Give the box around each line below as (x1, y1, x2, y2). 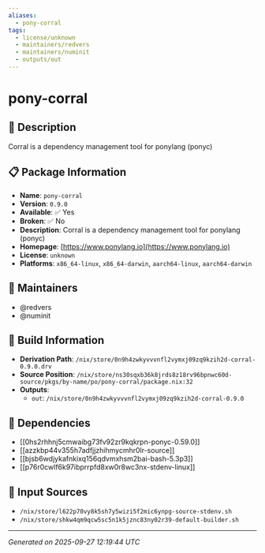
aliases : (8, 11, 37, 20)
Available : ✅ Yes (19, 207, 75, 217)
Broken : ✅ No (19, 216, 65, 226)
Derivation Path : (19, 354, 74, 364)
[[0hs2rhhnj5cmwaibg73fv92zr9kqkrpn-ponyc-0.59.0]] (19, 437, 200, 447)
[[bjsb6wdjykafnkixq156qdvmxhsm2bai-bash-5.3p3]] (19, 454, 193, 464)
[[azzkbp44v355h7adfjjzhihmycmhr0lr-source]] (19, 446, 175, 455)
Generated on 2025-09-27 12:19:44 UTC (8, 537, 140, 547)
